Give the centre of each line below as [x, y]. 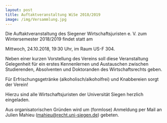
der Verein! [17, 85]
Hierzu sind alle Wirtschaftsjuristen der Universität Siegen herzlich [74, 95]
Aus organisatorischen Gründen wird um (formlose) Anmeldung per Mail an [83, 110]
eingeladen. [17, 100]
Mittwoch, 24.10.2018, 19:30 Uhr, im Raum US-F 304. [60, 49]
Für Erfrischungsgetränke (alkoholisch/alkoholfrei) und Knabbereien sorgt [82, 79]
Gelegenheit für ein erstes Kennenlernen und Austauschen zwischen [77, 64]
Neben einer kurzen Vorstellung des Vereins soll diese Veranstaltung [77, 59]
